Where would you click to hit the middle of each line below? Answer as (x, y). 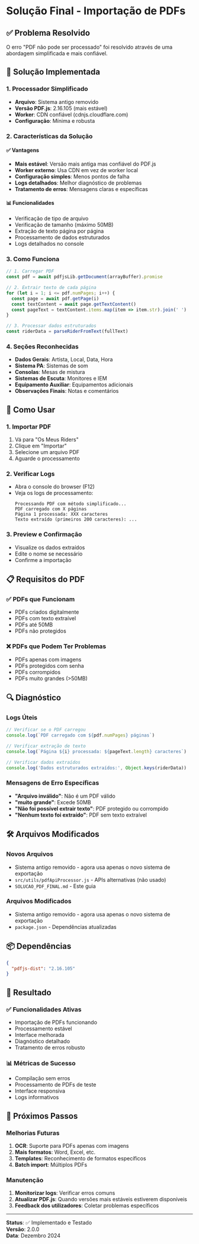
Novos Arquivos (30, 854)
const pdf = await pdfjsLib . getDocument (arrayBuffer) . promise (84, 277)
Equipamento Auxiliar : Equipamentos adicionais (74, 385)
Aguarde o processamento (47, 459)
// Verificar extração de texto (46, 746)
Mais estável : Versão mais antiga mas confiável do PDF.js (85, 164)
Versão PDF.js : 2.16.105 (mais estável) (61, 108)
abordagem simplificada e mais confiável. (57, 53)
